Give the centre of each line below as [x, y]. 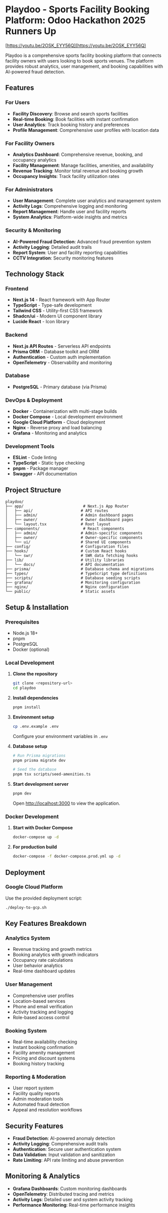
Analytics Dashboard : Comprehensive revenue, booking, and [78, 154]
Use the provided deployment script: [44, 898]
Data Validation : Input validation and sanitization [64, 1155]
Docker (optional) [31, 649]
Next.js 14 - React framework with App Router [61, 300]
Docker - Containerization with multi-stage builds [65, 411]
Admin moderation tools [38, 1099]
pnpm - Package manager [40, 468]
